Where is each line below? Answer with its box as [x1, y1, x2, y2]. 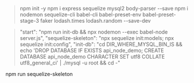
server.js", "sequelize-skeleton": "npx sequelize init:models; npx [19, 35, 174, 41]
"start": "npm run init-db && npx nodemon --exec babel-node [19, 28, 168, 35]
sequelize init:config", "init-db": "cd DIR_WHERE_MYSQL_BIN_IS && [19, 41, 182, 48]
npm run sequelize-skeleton [5, 71, 73, 77]
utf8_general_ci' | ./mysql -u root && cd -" [19, 59, 120, 66]
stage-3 [19, 17, 39, 24]
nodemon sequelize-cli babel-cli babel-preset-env [19, 11, 141, 18]
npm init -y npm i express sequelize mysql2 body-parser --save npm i [19, 5, 188, 12]
